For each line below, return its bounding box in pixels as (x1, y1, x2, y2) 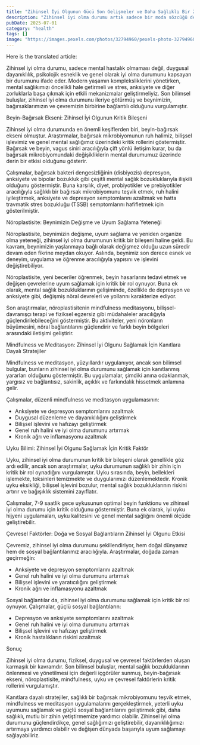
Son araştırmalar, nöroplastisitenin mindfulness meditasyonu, (6, 304, 156, 311)
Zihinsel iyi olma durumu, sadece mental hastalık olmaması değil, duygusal (6, 65, 189, 72)
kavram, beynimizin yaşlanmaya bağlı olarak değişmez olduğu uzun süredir (6, 243, 190, 250)
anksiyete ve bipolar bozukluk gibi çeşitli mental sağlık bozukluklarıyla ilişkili (6, 176, 192, 182)
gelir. (6, 385, 18, 391)
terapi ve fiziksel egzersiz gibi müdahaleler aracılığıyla (32, 311, 165, 317)
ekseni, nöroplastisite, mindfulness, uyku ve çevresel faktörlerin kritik (6, 676, 176, 683)
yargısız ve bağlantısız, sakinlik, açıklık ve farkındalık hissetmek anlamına (6, 378, 185, 385)
